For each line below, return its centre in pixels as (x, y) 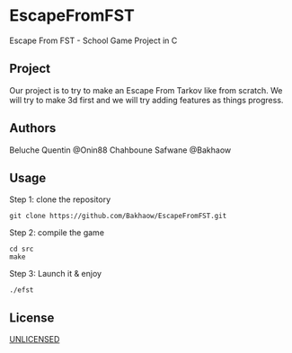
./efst (22, 290)
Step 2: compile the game (57, 233)
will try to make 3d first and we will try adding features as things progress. (146, 100)
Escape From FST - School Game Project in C (93, 40)
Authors (33, 128)
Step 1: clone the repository (60, 199)
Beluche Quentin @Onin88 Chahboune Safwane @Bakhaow (120, 150)
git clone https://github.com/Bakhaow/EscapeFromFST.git (118, 216)
